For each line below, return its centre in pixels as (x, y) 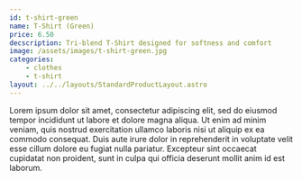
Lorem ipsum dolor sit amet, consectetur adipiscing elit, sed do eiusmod (143, 110)
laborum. (26, 167)
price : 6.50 (32, 34)
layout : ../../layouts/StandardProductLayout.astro (108, 85)
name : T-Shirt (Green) (52, 26)
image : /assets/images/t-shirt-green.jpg (88, 51)
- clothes (44, 68)
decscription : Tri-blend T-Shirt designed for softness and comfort (141, 43)
